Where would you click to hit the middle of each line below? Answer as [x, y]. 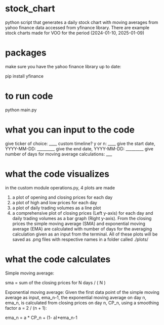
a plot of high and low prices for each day [55, 202]
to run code [29, 96]
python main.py [21, 110]
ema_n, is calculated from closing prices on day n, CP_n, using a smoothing [82, 303]
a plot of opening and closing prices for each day [62, 197]
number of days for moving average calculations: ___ [59, 154]
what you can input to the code [70, 130]
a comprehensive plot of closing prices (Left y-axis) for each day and [82, 213]
